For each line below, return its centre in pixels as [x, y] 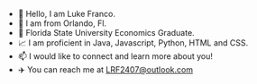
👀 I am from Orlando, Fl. [62, 23]
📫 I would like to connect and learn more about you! [115, 56]
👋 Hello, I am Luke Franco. [66, 14]
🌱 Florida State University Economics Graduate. [106, 33]
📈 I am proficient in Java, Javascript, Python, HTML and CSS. [133, 43]
